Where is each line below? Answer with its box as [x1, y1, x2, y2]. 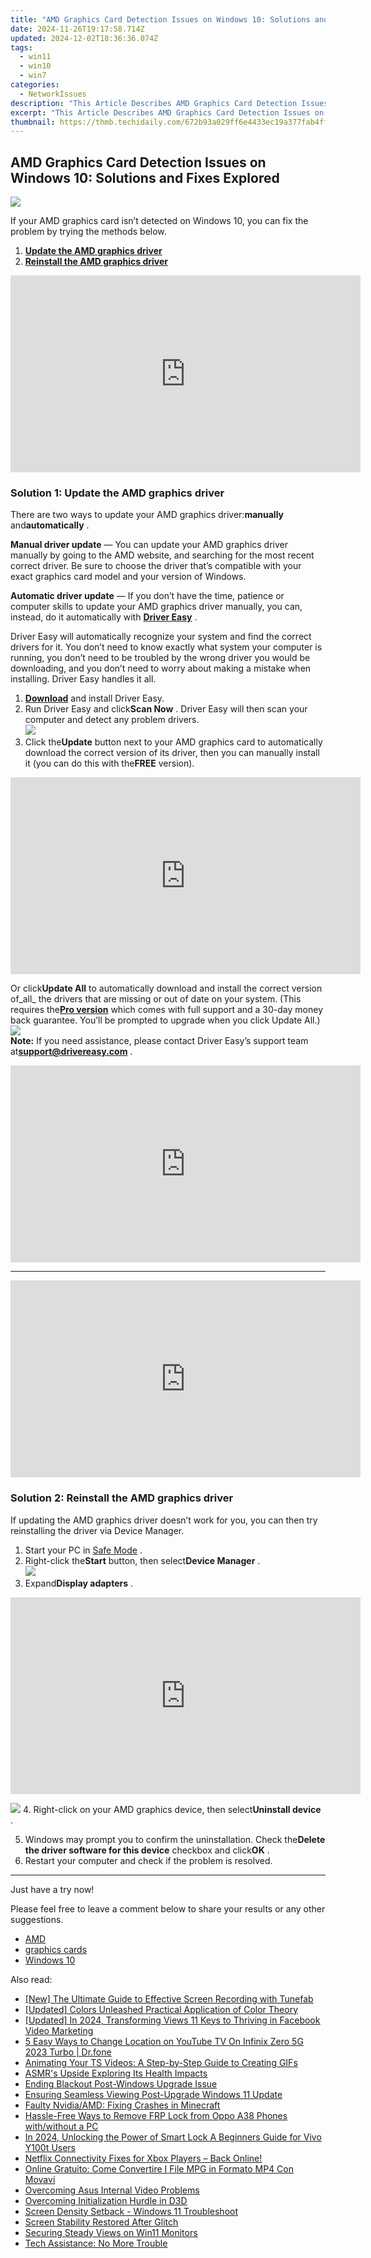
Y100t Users [24, 2141, 77, 2153]
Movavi [24, 2173, 56, 2185]
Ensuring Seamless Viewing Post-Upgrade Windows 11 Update [24, 2088, 283, 2100]
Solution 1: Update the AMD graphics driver [10, 486, 225, 500]
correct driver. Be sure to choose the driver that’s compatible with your [10, 560, 302, 572]
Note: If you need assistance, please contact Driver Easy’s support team [10, 1035, 309, 1047]
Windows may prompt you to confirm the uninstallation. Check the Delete [24, 1833, 326, 1845]
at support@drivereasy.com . [10, 1046, 133, 1058]
